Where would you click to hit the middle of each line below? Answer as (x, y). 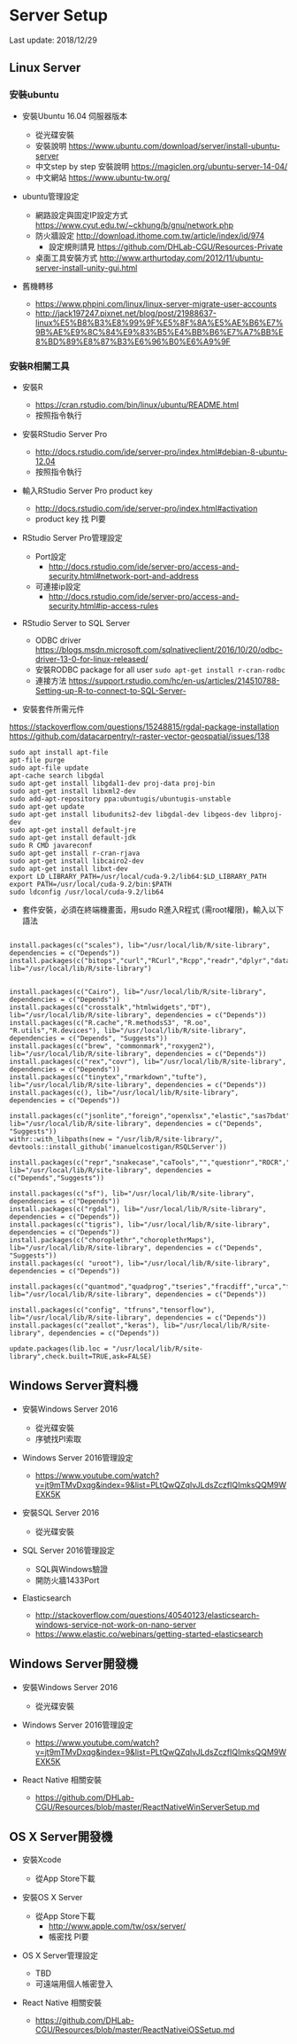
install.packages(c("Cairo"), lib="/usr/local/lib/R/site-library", (138, 991)
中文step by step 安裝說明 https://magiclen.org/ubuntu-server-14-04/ (161, 166)
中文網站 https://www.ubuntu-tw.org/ (103, 177)
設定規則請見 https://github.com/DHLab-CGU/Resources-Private (165, 247)
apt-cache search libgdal (57, 775)
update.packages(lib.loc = (59, 1349)
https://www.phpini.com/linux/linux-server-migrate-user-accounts (156, 303)
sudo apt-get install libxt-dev (69, 869)
